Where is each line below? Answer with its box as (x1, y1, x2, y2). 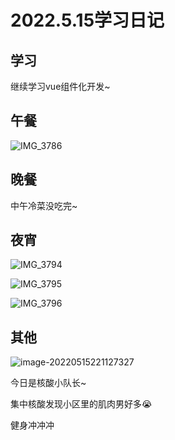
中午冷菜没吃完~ (10, 199, 78, 211)
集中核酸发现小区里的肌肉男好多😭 (10, 398, 153, 410)
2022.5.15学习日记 (10, 9, 165, 32)
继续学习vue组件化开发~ (10, 81, 111, 92)
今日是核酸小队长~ (10, 377, 87, 389)
